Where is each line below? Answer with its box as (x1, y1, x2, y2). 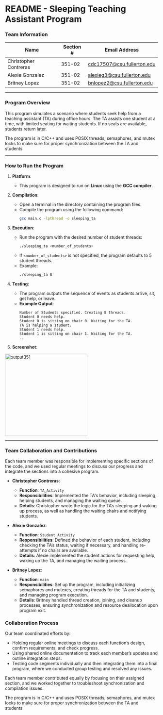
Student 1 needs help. (19, 327, 65, 332)
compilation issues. (5, 685, 44, 691)
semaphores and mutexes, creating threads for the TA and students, (19, 587, 156, 593)
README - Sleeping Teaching (5, 3, 126, 15)
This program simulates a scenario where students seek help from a (5, 110, 141, 116)
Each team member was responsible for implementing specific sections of (5, 458, 153, 464)
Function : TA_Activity (19, 487, 64, 493)
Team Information (5, 31, 48, 38)
